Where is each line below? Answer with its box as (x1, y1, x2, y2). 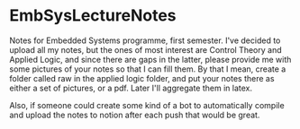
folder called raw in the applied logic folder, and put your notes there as (9, 73, 275, 83)
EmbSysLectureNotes (9, 5, 177, 26)
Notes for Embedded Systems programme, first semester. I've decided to (9, 35, 281, 46)
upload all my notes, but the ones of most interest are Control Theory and (9, 44, 282, 55)
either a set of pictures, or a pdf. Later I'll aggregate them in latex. (9, 82, 252, 93)
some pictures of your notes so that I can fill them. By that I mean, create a (9, 64, 286, 74)
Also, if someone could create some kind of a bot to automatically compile (9, 99, 286, 110)
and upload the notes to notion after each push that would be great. (9, 109, 260, 120)
